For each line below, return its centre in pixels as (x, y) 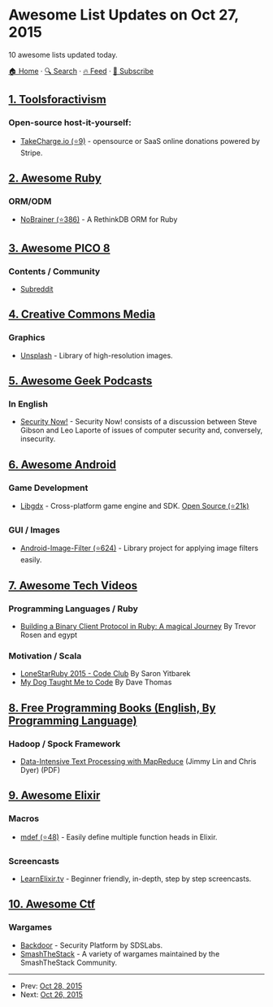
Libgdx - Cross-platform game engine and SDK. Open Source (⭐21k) (134, 506)
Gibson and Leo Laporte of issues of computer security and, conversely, (141, 430)
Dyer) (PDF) (40, 770)
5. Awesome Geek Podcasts (80, 381)
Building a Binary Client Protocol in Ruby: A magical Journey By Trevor (138, 627)
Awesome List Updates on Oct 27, (123, 15)
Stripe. (31, 153)
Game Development (48, 488)
